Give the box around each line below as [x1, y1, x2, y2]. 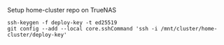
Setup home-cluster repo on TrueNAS [7, 6, 117, 14]
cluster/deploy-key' [7, 31, 68, 38]
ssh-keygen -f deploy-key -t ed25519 [7, 19, 118, 26]
